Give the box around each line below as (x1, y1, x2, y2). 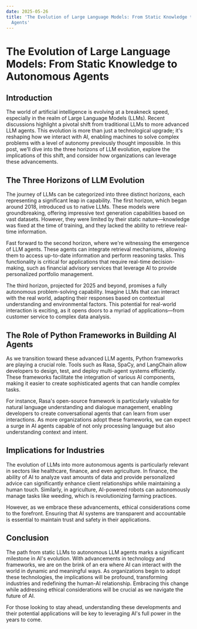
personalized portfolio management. (6, 271, 94, 278)
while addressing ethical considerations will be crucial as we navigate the (6, 586, 184, 593)
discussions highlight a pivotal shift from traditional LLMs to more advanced (6, 121, 189, 128)
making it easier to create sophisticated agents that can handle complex (6, 380, 180, 387)
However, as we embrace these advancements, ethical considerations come (6, 504, 191, 511)
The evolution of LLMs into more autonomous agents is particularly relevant (6, 461, 189, 468)
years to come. (6, 616, 42, 623)
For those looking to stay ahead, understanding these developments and (6, 603, 181, 610)
